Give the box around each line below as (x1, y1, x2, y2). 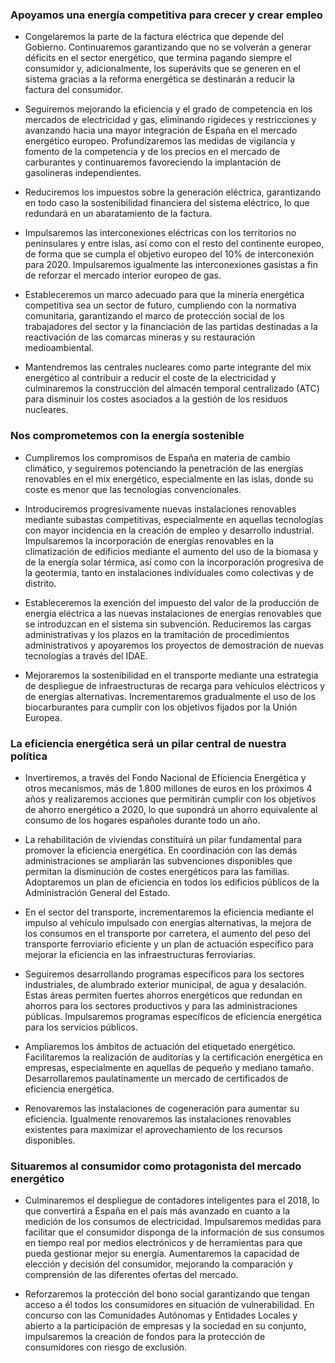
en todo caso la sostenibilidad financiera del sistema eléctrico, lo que (24, 197, 310, 209)
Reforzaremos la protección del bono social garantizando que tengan (24, 1288, 310, 1300)
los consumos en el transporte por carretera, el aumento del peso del (24, 927, 311, 939)
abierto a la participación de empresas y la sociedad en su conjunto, (24, 1320, 307, 1332)
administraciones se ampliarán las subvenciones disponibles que (24, 854, 293, 867)
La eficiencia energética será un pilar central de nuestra (10, 736, 287, 750)
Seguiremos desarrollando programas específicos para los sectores (24, 968, 305, 980)
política (10, 749, 48, 763)
